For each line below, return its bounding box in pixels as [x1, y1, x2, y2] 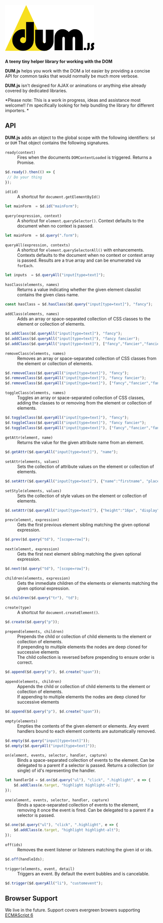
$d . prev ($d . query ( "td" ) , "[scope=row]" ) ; [5, 537, 90, 542]
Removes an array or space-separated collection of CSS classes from [17, 355, 157, 361]
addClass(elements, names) [5, 311, 60, 316]
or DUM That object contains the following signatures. [5, 139, 110, 146]
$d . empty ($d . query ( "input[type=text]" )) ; [5, 738, 90, 743]
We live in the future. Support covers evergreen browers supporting [5, 907, 141, 913]
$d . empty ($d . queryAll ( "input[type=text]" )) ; [5, 743, 97, 748]
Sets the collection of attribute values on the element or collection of [17, 463, 154, 469]
